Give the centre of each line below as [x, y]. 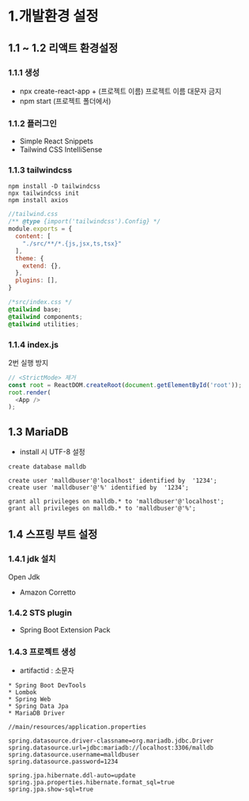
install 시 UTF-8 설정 [52, 452]
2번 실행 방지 [28, 363]
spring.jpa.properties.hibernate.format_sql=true [92, 783]
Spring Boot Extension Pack [65, 630]
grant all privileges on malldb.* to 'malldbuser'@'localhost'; [116, 502]
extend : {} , [42, 266]
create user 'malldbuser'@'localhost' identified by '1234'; [113, 481]
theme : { [30, 258]
